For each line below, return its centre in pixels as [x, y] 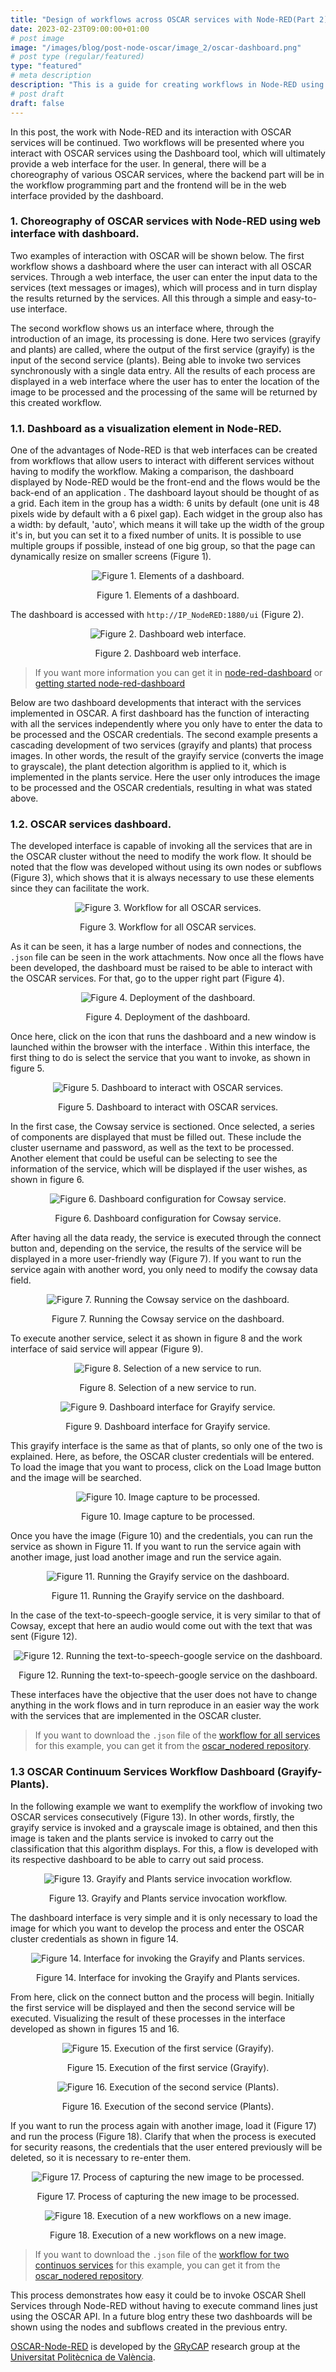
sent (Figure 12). [44, 1637]
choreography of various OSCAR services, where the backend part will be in [167, 174]
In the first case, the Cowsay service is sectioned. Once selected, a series [162, 1127]
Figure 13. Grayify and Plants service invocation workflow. [168, 1898]
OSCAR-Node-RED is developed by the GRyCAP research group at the [155, 2346]
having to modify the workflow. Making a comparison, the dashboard [152, 472]
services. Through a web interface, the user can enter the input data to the [164, 277]
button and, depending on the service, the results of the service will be [156, 1248]
